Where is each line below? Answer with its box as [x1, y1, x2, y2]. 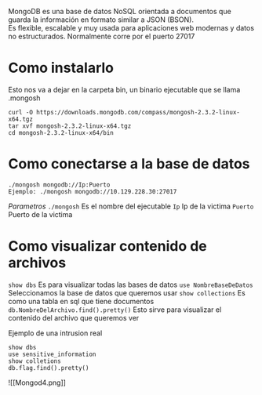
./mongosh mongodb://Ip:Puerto [8, 180, 111, 189]
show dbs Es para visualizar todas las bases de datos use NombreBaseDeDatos [8, 280, 253, 289]
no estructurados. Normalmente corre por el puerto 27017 [8, 31, 195, 41]
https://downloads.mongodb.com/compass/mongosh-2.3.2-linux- [36, 108, 241, 116]
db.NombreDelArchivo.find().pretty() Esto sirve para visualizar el [8, 305, 222, 314]
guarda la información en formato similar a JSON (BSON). [8, 15, 195, 24]
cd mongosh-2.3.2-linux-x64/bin [8, 129, 114, 136]
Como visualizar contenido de [8, 237, 208, 255]
